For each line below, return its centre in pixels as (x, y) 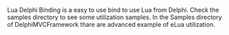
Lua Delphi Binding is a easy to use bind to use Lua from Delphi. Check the (113, 10)
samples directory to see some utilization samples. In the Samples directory (114, 17)
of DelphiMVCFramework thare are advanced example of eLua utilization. (111, 24)
